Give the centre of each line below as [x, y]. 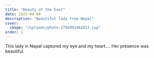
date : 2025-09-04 [23, 14]
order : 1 [14, 32]
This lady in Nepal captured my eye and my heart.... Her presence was [77, 46]
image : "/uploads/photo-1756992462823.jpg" [55, 28]
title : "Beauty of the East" [35, 10]
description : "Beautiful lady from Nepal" [50, 19]
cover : [12, 23]
